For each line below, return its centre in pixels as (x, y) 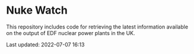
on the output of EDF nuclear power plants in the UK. (71, 33)
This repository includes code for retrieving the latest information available (97, 27)
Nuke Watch (37, 10)
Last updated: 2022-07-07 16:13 (45, 45)
